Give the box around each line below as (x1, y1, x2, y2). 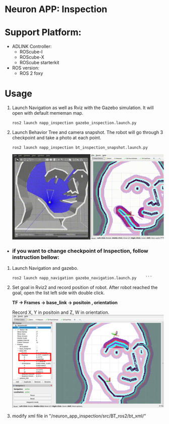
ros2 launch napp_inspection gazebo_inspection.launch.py (12, 120, 137, 126)
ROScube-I (19, 49, 43, 55)
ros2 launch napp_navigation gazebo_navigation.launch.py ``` (12, 275, 152, 281)
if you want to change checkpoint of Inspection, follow (12, 248, 148, 255)
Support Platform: (5, 27, 82, 38)
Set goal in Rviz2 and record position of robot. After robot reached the (12, 285, 158, 291)
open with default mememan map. (12, 110, 84, 116)
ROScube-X (19, 54, 44, 60)
